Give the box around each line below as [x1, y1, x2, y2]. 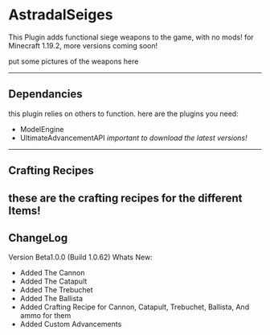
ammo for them [19, 311, 72, 321]
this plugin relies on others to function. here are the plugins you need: [8, 109, 239, 118]
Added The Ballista [19, 294, 83, 304]
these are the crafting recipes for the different [8, 191, 243, 205]
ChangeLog [8, 231, 68, 245]
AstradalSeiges [8, 6, 113, 24]
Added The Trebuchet [19, 285, 94, 295]
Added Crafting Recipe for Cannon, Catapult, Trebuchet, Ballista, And [19, 302, 250, 312]
